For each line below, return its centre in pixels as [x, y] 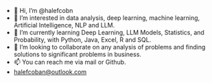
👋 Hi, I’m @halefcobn [43, 11]
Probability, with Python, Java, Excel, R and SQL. [82, 40]
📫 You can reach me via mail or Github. [70, 62]
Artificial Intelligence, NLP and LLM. [64, 25]
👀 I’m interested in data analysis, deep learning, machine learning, [107, 18]
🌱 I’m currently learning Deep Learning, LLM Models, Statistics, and [109, 32]
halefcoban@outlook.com [50, 72]
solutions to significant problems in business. [78, 54]
